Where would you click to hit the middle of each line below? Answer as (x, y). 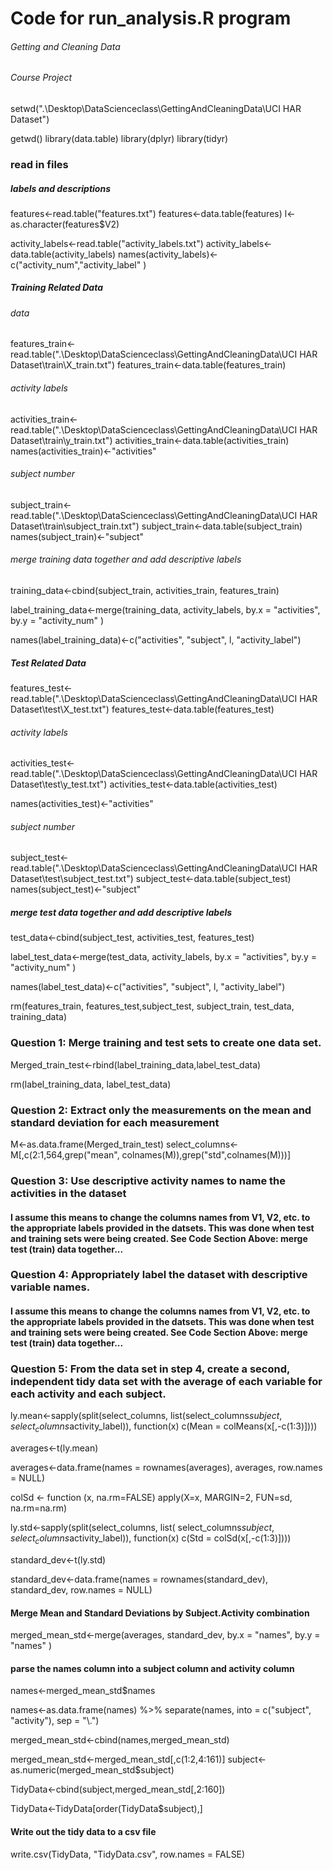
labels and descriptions (60, 188)
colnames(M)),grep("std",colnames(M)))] (206, 1155)
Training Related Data (57, 288)
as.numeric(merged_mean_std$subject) (92, 1770)
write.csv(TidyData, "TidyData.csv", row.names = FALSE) (128, 1854)
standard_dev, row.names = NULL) (81, 1589)
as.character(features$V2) (65, 224)
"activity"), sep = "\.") (55, 1721)
